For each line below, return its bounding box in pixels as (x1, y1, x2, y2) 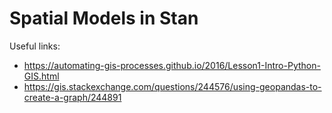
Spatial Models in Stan (9, 7, 199, 30)
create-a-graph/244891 (23, 91, 122, 103)
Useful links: (9, 40, 61, 52)
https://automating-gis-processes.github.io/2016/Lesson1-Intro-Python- (23, 59, 321, 71)
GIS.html (23, 70, 60, 82)
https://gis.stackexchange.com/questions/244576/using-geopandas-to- (23, 80, 322, 92)
